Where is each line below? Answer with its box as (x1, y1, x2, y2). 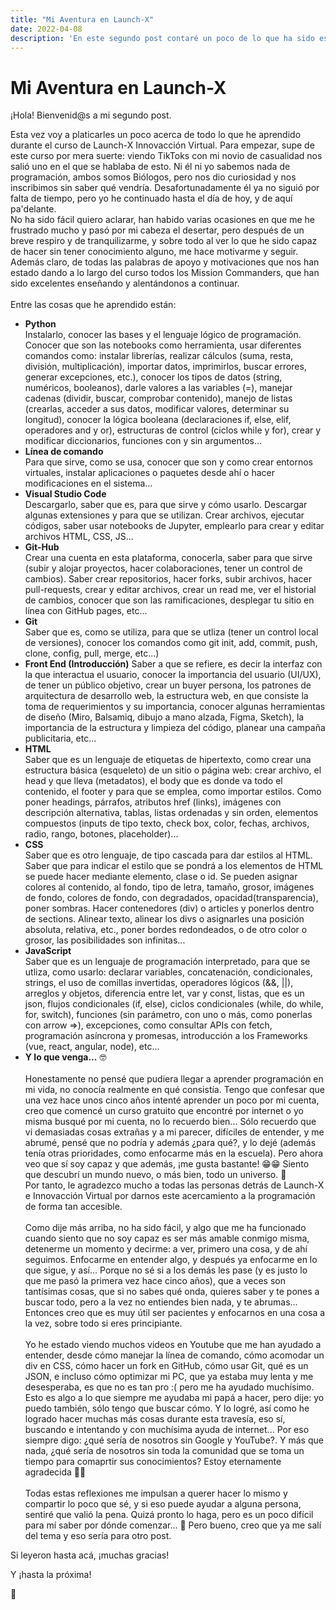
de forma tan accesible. (24, 1201, 123, 1213)
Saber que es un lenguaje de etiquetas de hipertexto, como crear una (24, 754, 312, 766)
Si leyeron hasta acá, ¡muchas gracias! (10, 1549, 170, 1561)
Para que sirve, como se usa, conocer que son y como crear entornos (24, 456, 313, 468)
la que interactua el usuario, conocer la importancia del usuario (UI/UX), (24, 669, 322, 681)
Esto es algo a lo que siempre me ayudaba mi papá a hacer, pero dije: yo (24, 1392, 325, 1404)
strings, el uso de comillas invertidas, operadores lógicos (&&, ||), (24, 977, 294, 989)
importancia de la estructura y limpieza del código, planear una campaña (24, 722, 326, 734)
